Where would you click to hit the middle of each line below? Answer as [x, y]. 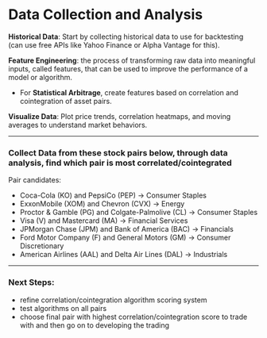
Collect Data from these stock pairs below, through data [118, 152]
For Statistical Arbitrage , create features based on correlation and [129, 92]
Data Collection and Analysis [106, 15]
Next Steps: [31, 282]
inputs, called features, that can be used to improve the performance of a [128, 68]
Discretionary [42, 246]
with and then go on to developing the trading [94, 325]
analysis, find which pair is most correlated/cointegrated [120, 163]
